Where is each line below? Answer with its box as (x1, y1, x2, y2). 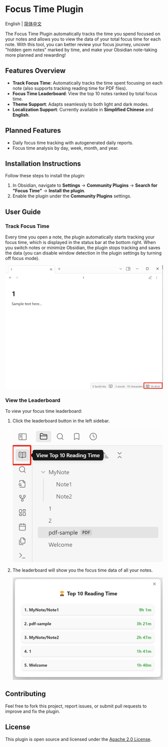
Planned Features (5, 126, 61, 135)
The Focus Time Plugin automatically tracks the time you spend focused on (5, 31, 160, 37)
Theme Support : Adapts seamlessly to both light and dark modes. (12, 101, 149, 107)
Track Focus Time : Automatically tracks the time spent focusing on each (12, 80, 162, 86)
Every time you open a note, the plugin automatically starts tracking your (5, 234, 155, 240)
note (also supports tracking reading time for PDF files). (12, 85, 127, 91)
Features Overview (5, 67, 66, 75)
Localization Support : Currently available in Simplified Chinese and (12, 106, 153, 112)
